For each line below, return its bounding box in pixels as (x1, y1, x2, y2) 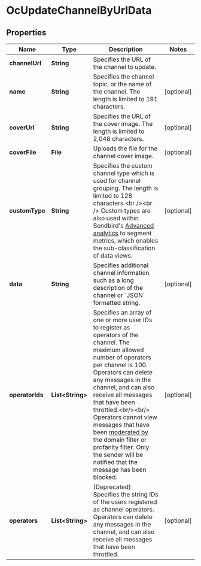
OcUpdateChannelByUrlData (6, 4, 152, 17)
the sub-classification (93, 244, 156, 252)
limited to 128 (93, 192, 133, 199)
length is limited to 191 (93, 95, 158, 103)
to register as (93, 323, 130, 331)
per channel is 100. (93, 361, 148, 369)
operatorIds (9, 391, 44, 399)
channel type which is (93, 169, 155, 177)
